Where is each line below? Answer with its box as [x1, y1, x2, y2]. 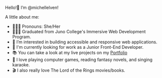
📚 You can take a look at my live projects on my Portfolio [12, 50, 128, 56]
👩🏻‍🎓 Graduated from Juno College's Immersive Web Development [12, 29, 146, 34]
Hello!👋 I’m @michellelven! [5, 5, 59, 10]
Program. [12, 34, 31, 39]
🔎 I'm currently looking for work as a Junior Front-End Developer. [12, 44, 144, 50]
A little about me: [5, 14, 40, 19]
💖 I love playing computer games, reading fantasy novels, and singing [12, 57, 153, 62]
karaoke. [12, 62, 30, 68]
